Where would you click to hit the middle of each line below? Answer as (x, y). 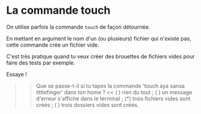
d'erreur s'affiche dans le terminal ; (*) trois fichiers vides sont (113, 98)
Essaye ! (17, 74)
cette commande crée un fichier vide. (53, 45)
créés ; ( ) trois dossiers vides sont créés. (87, 104)
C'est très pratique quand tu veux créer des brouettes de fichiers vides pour (101, 56)
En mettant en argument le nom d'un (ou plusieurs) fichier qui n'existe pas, (99, 38)
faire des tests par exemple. (41, 63)
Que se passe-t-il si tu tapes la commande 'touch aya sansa (110, 86)
